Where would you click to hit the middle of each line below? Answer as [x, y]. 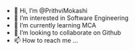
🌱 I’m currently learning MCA [55, 25]
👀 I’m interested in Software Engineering [71, 18]
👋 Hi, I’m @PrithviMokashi [51, 11]
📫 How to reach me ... [46, 40]
